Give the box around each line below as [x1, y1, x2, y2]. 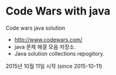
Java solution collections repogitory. [14, 50, 105, 57]
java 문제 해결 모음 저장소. [14, 43, 76, 50]
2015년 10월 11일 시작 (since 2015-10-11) [5, 62, 103, 70]
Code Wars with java [5, 4, 111, 18]
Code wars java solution [5, 24, 66, 31]
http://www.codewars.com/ [14, 36, 82, 43]
